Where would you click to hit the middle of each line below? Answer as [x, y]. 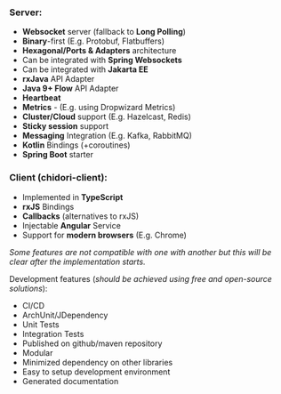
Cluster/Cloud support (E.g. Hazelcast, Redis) [106, 117]
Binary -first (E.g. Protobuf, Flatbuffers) [93, 41]
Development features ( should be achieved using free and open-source [141, 278]
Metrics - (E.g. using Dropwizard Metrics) [99, 108]
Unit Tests [40, 324]
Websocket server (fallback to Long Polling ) [104, 32]
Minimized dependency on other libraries [97, 362]
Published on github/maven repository [92, 343]
